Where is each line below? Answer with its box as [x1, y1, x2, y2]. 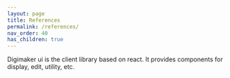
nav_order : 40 [7, 29, 49, 37]
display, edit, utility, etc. [7, 63, 75, 71]
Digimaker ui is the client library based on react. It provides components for [7, 55, 224, 63]
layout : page [7, 10, 45, 17]
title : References [7, 17, 60, 24]
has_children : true [7, 36, 64, 43]
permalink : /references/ [7, 23, 79, 30]
